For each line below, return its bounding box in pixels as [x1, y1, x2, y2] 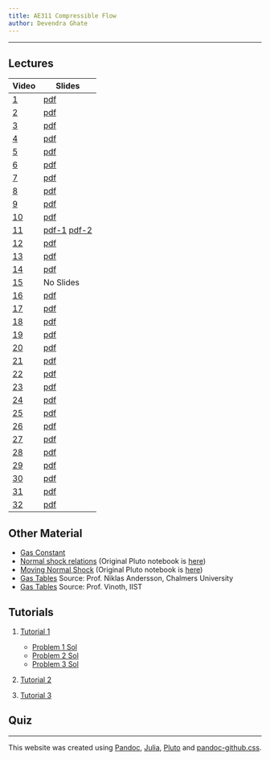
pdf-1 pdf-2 [43, 224, 92, 236]
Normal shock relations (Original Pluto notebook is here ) [19, 557, 207, 566]
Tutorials [8, 605, 54, 619]
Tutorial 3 [19, 690, 52, 700]
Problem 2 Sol [31, 651, 79, 660]
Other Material [8, 526, 83, 540]
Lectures [8, 56, 54, 70]
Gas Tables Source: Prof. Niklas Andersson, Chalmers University [19, 573, 234, 583]
